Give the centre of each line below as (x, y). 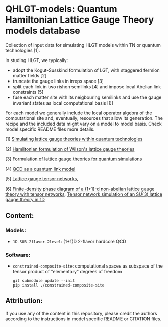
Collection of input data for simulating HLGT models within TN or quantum (83, 45)
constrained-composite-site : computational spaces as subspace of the (88, 266)
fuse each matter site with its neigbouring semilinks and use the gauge (87, 97)
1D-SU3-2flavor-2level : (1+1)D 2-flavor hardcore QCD (69, 241)
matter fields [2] (30, 75)
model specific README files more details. (50, 129)
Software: (18, 255)
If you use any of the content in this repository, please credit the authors (81, 313)
